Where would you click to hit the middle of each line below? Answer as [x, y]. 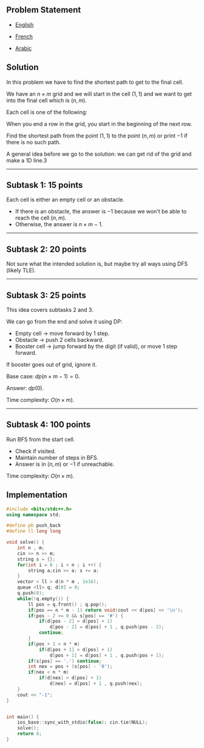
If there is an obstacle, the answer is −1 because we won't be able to [101, 212]
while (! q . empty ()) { [43, 598]
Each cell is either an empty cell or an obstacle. [65, 199]
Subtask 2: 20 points [46, 249]
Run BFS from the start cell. [41, 439]
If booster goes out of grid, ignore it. [52, 365]
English [24, 24]
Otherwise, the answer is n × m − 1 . [59, 224]
